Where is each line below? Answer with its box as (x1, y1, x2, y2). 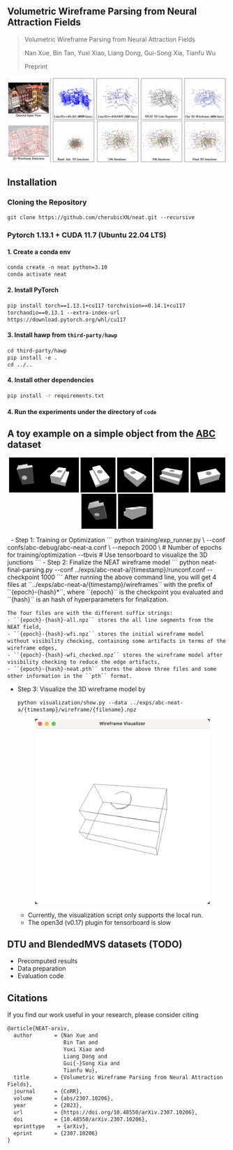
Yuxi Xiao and (63, 1046, 105, 1053)
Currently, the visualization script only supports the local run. (27, 911, 204, 919)
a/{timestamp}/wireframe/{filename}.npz (17, 707, 137, 714)
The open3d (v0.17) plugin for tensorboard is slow (27, 918, 172, 926)
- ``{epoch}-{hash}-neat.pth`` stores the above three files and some (7, 666, 217, 673)
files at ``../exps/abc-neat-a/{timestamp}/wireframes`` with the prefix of (7, 581, 213, 589)
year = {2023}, (13, 1102, 82, 1109)
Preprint (24, 62, 48, 71)
